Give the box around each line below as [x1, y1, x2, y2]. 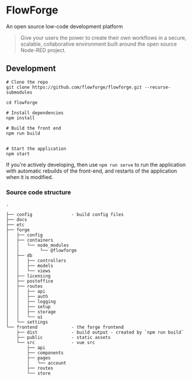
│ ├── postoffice [6, 279, 54, 284]
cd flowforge [6, 99, 38, 105]
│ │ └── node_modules [6, 242, 69, 249]
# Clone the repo [6, 79, 48, 85]
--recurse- [144, 84, 171, 90]
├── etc [6, 222, 25, 228]
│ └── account [27, 361, 67, 366]
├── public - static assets [16, 335, 111, 341]
